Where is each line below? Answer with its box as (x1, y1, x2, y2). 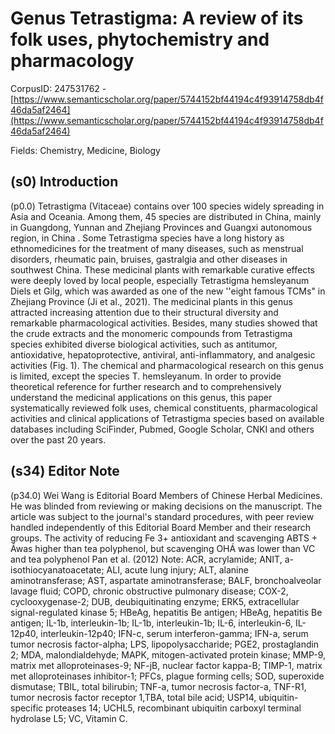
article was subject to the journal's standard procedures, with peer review (10, 510, 315, 522)
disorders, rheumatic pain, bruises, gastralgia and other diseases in (10, 253, 288, 265)
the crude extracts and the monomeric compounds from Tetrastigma (10, 327, 293, 339)
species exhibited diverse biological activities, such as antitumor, (10, 338, 278, 350)
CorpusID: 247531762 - (10, 82, 107, 94)
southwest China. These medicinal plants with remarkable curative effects (10, 263, 315, 276)
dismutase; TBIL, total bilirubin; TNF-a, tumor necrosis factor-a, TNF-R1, (10, 680, 307, 692)
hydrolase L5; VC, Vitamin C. (10, 712, 128, 724)
